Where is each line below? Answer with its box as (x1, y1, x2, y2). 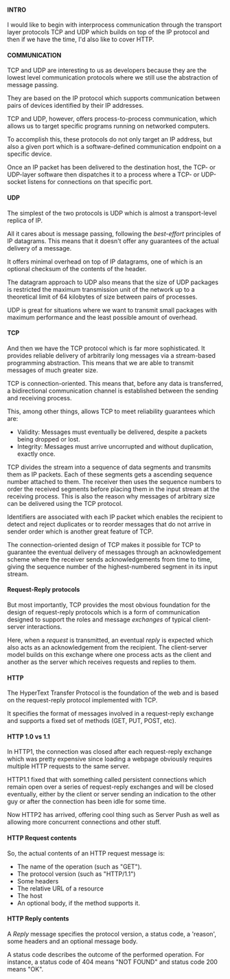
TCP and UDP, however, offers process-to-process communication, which (7, 115, 217, 123)
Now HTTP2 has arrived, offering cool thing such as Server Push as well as (7, 811, 220, 819)
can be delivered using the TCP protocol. (7, 499, 124, 507)
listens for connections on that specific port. (27, 178, 153, 186)
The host (16, 891, 43, 899)
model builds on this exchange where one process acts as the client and (7, 651, 211, 659)
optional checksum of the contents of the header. (7, 264, 147, 273)
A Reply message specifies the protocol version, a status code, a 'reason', (7, 930, 216, 938)
